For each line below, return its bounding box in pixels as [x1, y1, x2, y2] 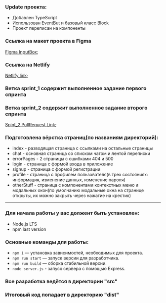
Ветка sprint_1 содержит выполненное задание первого [5, 85, 147, 92]
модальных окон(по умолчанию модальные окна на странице [12, 187, 144, 194]
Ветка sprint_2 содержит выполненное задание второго [5, 104, 148, 111]
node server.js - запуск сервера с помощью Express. [12, 266, 126, 271]
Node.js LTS [12, 221, 37, 227]
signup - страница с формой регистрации [12, 166, 101, 172]
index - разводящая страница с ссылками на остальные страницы [12, 145, 153, 151]
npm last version [12, 226, 46, 232]
